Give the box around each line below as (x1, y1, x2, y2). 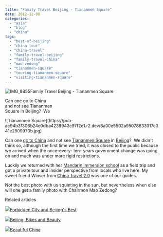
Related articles (5, 197, 36, 202)
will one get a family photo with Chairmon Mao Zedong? (5, 187, 117, 193)
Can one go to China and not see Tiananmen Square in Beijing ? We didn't (5, 137, 153, 143)
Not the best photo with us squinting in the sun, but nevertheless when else (5, 182, 157, 188)
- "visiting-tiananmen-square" (9, 75, 73, 80)
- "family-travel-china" (9, 57, 60, 62)
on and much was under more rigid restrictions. (5, 153, 101, 159)
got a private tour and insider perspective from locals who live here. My (5, 167, 148, 173)
